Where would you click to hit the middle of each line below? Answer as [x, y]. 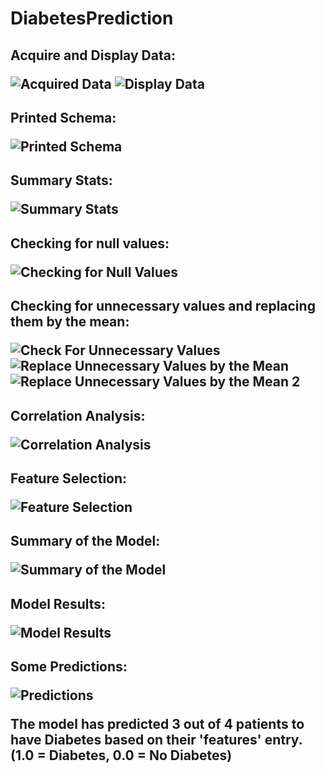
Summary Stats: [61, 180]
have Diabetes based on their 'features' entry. [156, 740]
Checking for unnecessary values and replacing [163, 306]
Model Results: [58, 603]
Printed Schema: [63, 117]
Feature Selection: [69, 478]
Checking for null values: [90, 243]
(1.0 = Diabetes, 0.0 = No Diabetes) [121, 755]
